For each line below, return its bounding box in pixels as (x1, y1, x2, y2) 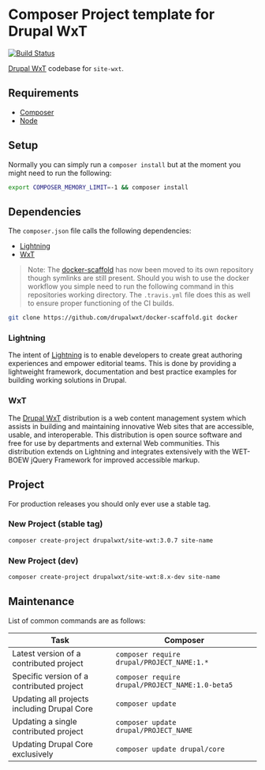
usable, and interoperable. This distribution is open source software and (8, 430, 242, 439)
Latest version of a (12, 648, 81, 659)
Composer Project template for (8, 6, 215, 24)
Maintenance (8, 595, 75, 608)
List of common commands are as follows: (8, 615, 146, 625)
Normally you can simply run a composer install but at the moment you (8, 159, 241, 169)
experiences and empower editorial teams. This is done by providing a (8, 359, 237, 368)
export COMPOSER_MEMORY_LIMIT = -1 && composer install (8, 183, 189, 191)
